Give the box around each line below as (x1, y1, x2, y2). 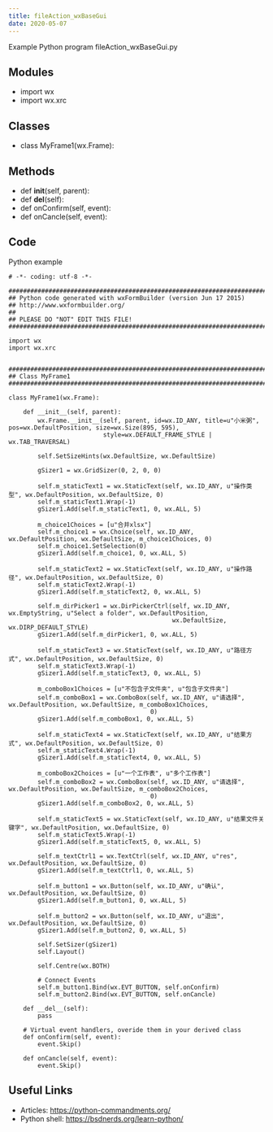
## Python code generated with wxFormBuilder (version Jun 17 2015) (8, 294, 245, 302)
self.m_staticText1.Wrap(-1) (37, 498, 136, 506)
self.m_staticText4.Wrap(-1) (37, 746, 136, 755)
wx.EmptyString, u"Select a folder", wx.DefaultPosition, (8, 609, 209, 617)
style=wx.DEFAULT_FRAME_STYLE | (102, 430, 213, 439)
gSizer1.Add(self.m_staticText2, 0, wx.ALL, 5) (37, 587, 201, 596)
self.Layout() (37, 947, 85, 956)
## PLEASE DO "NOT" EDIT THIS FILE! (8, 315, 132, 324)
